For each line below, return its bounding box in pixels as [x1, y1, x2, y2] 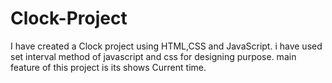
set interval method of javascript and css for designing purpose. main [10, 50, 297, 62]
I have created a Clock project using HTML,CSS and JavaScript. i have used [10, 40, 323, 52]
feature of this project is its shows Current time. [10, 61, 207, 73]
